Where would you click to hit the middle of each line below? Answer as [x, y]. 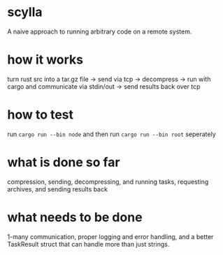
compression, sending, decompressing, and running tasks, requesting [108, 182]
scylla [25, 12]
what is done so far [64, 162]
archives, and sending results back [58, 189]
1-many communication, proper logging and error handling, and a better [110, 236]
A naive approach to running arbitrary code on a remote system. [100, 31]
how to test [41, 115]
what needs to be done [75, 217]
